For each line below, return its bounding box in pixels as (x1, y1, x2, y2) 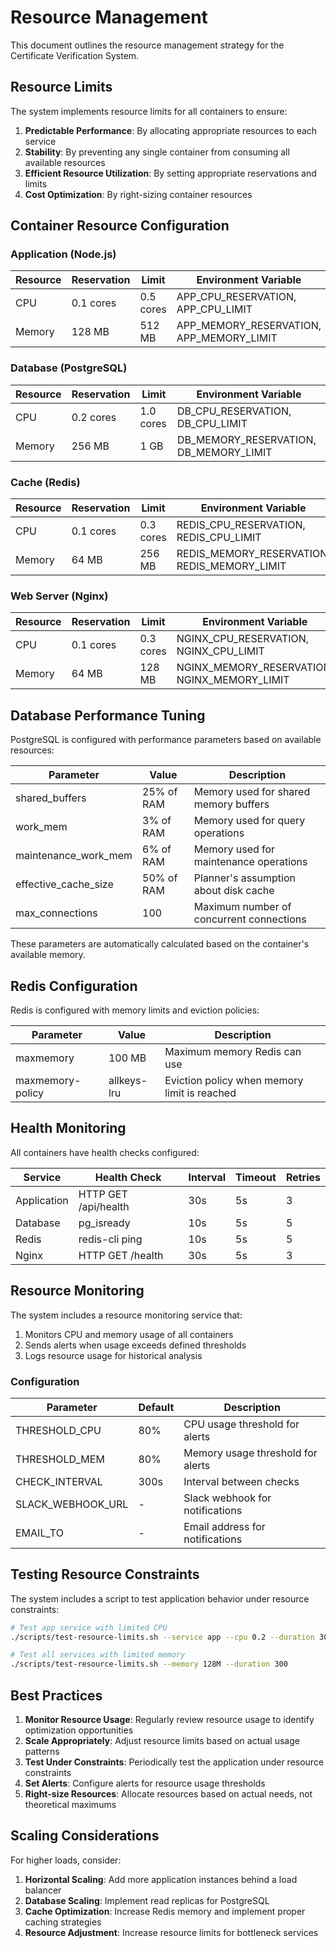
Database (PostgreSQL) (10, 361, 128, 375)
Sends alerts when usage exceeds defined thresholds (24, 1339, 247, 1351)
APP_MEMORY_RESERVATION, (176, 319, 322, 333)
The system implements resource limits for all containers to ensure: (10, 105, 288, 117)
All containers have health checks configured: (10, 1146, 200, 1158)
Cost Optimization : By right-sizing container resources (24, 188, 253, 200)
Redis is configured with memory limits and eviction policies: (10, 1004, 260, 1016)
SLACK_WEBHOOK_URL (15, 1497, 129, 1511)
